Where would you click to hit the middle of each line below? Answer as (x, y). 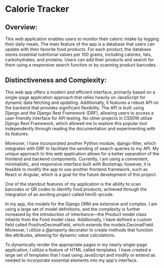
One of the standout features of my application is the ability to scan (73, 184)
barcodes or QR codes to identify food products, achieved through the (76, 189)
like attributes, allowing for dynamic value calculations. (60, 235)
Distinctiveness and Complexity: (56, 80)
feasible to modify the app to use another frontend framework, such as (76, 169)
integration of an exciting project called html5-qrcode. (59, 194)
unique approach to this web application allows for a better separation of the (82, 153)
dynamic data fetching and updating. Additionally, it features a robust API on (82, 102)
